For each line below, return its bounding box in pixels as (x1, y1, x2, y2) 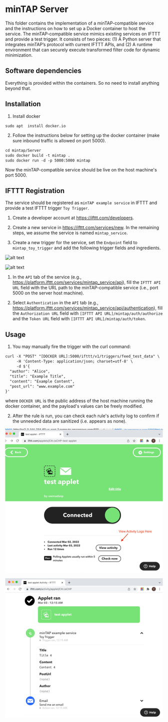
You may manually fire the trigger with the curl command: (12, 343, 131, 349)
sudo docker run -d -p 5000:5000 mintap (5, 158, 91, 163)
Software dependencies (5, 67, 81, 75)
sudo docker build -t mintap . (5, 153, 70, 158)
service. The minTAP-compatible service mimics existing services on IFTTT (5, 31, 160, 37)
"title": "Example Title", (9, 374, 66, 379)
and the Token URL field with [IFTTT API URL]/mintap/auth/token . (12, 316, 146, 322)
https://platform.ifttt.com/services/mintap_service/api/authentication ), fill (12, 305, 163, 311)
